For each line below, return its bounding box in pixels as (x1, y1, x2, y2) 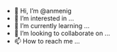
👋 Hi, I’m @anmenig (13, 7, 72, 15)
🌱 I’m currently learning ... (13, 22, 90, 30)
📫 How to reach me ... (13, 37, 80, 45)
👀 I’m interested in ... (13, 14, 74, 22)
